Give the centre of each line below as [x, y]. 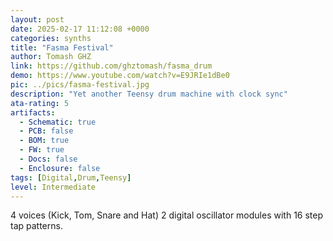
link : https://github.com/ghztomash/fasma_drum [111, 66]
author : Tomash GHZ [51, 57]
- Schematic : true [58, 122]
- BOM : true [44, 141]
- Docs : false [48, 159]
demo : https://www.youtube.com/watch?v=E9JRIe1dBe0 [120, 76]
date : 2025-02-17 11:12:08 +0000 [80, 29]
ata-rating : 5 [40, 103]
